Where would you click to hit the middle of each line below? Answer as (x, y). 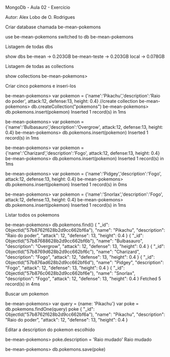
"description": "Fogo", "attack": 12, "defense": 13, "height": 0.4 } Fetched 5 (83, 279)
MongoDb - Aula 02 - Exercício (38, 7)
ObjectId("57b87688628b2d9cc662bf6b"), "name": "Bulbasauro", (74, 241)
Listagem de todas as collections (40, 66)
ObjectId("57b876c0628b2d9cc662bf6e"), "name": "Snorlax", (70, 273)
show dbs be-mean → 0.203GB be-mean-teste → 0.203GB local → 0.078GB (85, 56)
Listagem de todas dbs (29, 47)
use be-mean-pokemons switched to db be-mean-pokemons (69, 37)
